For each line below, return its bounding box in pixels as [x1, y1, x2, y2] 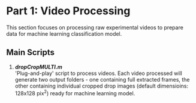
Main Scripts [6, 48, 55, 58]
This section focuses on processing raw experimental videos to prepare [6, 24, 184, 31]
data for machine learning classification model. [6, 30, 122, 37]
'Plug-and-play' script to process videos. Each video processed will [14, 70, 183, 77]
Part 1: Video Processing [6, 4, 131, 18]
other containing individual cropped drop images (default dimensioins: [14, 82, 189, 89]
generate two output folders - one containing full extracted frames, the [14, 76, 190, 83]
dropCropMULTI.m [14, 63, 63, 70]
